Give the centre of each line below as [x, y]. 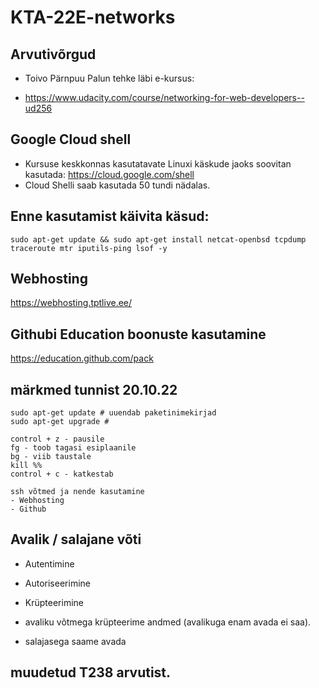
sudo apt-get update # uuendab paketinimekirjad [113, 413]
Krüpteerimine [54, 602]
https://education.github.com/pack [82, 358]
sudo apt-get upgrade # [60, 422]
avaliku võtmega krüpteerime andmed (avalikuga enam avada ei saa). [168, 622]
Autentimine [49, 563]
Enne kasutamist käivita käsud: [110, 216]
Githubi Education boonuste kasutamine [138, 334]
